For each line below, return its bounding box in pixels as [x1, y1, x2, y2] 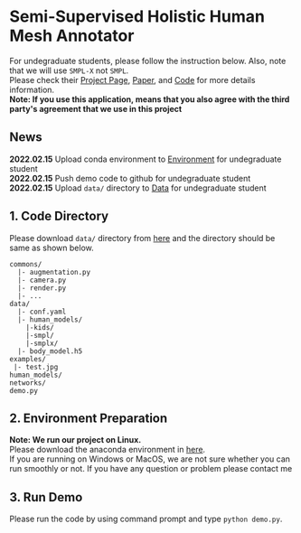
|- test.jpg [13, 362, 59, 371]
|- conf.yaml [17, 307, 67, 316]
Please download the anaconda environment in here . [9, 444, 206, 455]
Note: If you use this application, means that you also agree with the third [9, 93, 290, 105]
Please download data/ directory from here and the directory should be [9, 232, 276, 243]
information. [9, 84, 55, 95]
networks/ [9, 378, 47, 388]
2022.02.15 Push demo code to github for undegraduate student [9, 173, 251, 183]
